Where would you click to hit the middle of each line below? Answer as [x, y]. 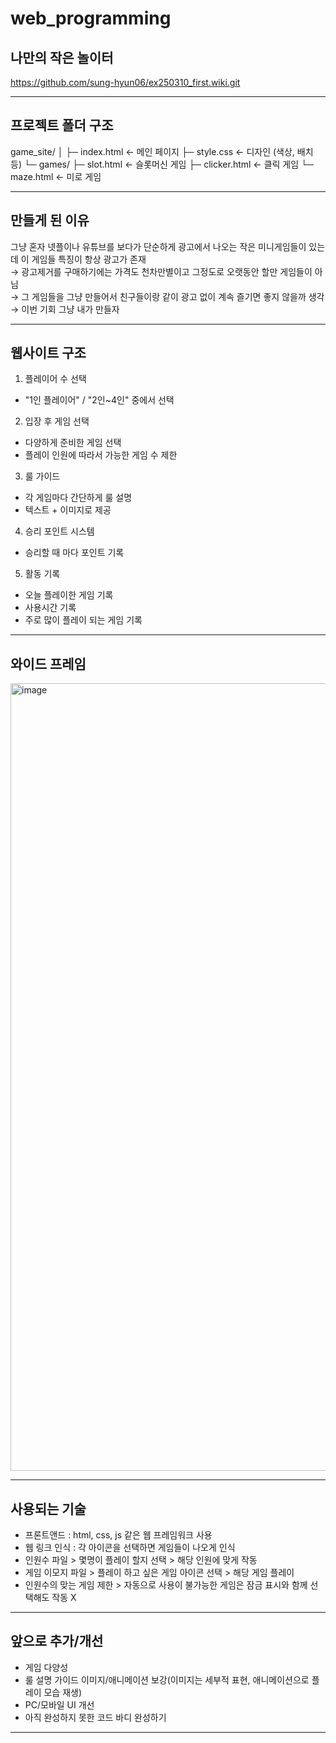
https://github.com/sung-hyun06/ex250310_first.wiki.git [125, 82]
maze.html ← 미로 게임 [56, 176]
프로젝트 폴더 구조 [62, 125]
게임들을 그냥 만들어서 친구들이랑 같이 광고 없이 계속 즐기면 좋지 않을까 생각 [178, 296]
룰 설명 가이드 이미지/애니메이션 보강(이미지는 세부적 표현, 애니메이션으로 [167, 1679]
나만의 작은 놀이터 [62, 57]
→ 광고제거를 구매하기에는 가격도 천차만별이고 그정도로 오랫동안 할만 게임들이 [161, 271]
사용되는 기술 [48, 1508]
